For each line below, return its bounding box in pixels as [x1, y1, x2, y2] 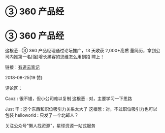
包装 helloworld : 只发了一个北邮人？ [5, 112, 79, 118]
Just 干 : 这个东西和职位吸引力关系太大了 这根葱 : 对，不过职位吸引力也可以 [5, 106, 158, 112]
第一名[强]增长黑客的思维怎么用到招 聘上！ [18, 54, 105, 60]
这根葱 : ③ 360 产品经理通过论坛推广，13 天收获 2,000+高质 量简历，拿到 [5, 48, 156, 54]
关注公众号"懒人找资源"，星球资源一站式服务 [5, 123, 96, 129]
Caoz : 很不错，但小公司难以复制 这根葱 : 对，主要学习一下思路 [5, 96, 132, 101]
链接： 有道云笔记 [5, 64, 40, 70]
